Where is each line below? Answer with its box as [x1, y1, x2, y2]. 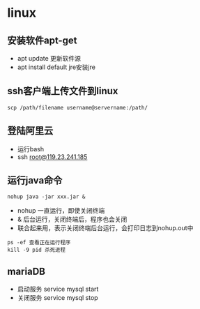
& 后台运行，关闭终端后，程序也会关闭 [17, 215, 128, 224]
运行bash [17, 144, 45, 153]
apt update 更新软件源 [17, 54, 82, 62]
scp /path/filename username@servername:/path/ [7, 104, 148, 111]
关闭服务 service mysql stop [17, 294, 99, 302]
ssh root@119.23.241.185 [17, 152, 88, 161]
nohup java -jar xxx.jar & [7, 193, 86, 200]
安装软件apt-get [7, 34, 78, 46]
